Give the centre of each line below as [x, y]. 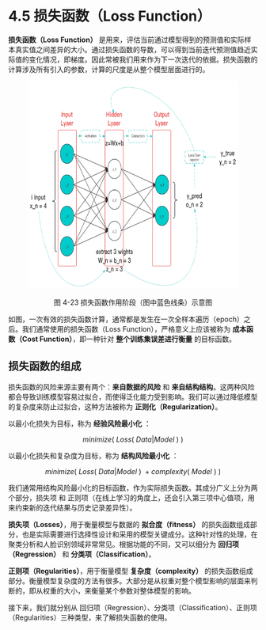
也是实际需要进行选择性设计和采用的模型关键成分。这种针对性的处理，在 [140, 534]
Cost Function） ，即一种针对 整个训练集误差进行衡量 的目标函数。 [129, 339]
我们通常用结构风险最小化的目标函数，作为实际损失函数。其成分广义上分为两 [133, 488]
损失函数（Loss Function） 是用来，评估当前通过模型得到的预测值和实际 [127, 40]
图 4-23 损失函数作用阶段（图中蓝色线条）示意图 [133, 302]
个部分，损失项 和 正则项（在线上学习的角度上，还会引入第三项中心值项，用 [131, 497]
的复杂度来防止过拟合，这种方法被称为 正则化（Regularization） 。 [115, 406]
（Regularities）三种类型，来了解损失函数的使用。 [90, 617]
